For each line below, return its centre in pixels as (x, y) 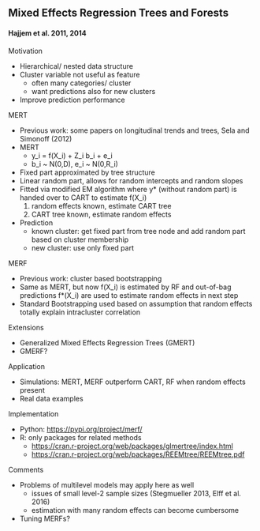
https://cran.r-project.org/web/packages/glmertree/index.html (132, 446)
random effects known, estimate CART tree (101, 205)
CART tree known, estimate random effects (101, 214)
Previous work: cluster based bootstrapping (91, 278)
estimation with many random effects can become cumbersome (135, 510)
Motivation (26, 51)
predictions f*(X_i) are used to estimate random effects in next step (129, 295)
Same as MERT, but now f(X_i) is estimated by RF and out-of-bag (125, 287)
